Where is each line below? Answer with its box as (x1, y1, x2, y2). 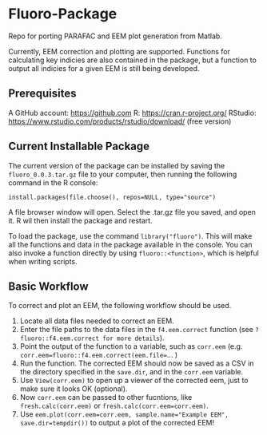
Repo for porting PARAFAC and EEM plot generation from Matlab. (8, 31, 222, 41)
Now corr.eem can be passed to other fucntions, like (19, 393, 193, 402)
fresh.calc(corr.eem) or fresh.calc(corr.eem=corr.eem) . (19, 401, 209, 411)
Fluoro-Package (8, 5, 118, 23)
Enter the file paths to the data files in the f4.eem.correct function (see (19, 325, 253, 334)
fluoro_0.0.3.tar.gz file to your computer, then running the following (8, 169, 237, 179)
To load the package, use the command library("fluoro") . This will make (8, 231, 253, 240)
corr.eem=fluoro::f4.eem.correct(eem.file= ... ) (19, 350, 178, 360)
